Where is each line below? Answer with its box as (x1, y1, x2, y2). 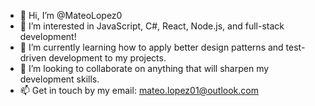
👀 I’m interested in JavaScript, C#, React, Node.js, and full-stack (19, 20, 285, 32)
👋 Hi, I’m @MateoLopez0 (19, 10, 123, 21)
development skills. (19, 73, 100, 85)
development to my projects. (48, 52, 167, 64)
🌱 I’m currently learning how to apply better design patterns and (19, 41, 284, 53)
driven (19, 52, 47, 64)
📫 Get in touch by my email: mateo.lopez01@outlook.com (19, 85, 259, 96)
